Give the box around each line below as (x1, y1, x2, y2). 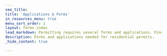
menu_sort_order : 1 (5, 21, 46, 26)
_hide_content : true (5, 39, 48, 44)
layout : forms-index (5, 26, 48, 30)
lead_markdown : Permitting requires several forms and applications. (5, 30, 153, 35)
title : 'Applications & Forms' (5, 12, 70, 17)
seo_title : (5, 7, 28, 12)
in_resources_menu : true (5, 16, 57, 21)
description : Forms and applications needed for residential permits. (5, 35, 155, 40)
